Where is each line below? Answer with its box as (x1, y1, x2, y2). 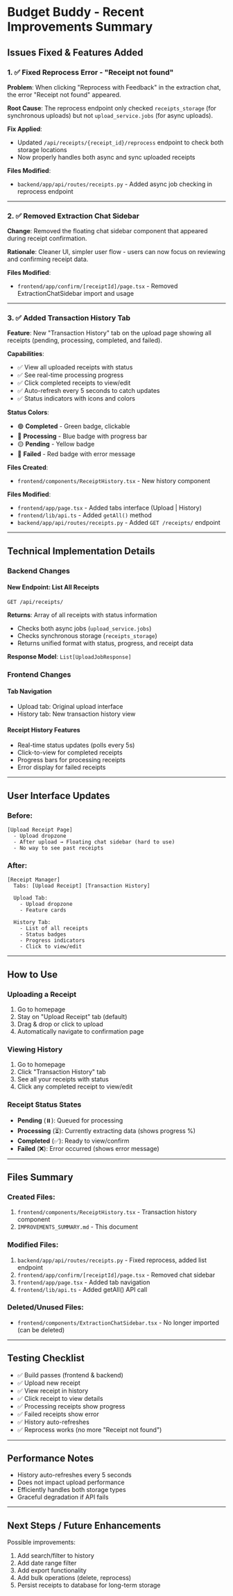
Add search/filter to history (17, 1552, 95, 1560)
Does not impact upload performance (17, 1478, 125, 1486)
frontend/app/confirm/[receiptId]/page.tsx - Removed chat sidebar (17, 1270, 216, 1279)
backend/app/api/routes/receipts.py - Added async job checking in (17, 180, 213, 188)
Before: (7, 810, 33, 820)
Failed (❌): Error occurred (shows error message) (17, 1144, 159, 1152)
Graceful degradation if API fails (17, 1493, 109, 1502)
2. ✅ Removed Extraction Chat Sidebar (7, 211, 140, 221)
